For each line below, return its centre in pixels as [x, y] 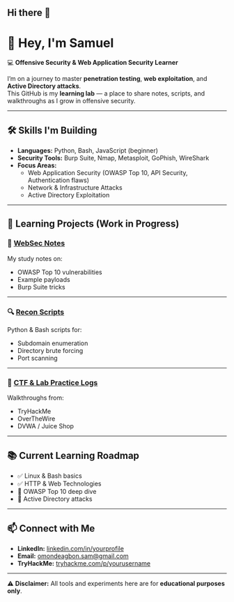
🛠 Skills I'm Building [52, 130]
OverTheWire [36, 419]
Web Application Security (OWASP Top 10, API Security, [108, 173]
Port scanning [37, 358]
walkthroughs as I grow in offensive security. [71, 101]
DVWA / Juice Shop [46, 426]
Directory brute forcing [50, 351]
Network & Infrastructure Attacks [75, 188]
